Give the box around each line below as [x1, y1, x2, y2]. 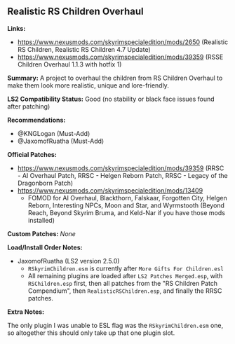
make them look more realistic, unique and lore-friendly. [7, 81, 170, 90]
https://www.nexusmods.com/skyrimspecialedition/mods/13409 [17, 186, 203, 195]
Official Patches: [7, 150, 58, 158]
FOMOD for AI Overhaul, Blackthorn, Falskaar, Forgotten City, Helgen [27, 193, 228, 202]
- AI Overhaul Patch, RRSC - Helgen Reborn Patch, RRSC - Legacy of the [17, 171, 228, 179]
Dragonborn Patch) [17, 179, 74, 187]
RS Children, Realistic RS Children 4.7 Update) [17, 45, 151, 53]
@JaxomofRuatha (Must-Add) [17, 137, 105, 145]
